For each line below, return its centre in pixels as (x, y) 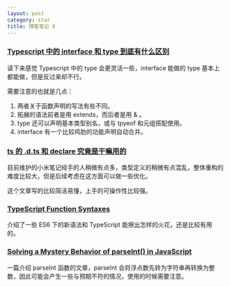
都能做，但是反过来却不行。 (46, 76)
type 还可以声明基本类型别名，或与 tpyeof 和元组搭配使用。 (101, 123)
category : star (29, 20)
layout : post (26, 13)
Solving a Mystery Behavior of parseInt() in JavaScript (100, 252)
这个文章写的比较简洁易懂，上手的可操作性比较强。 (79, 191)
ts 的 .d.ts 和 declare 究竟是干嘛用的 (67, 151)
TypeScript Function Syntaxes (59, 209)
